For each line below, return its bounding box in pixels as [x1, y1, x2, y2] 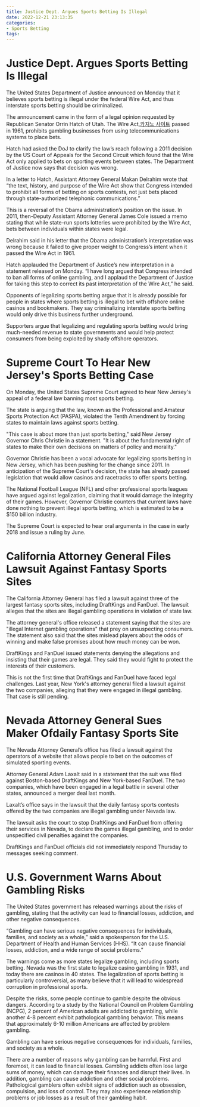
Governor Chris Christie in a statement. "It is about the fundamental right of [6, 437, 190, 444]
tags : [6, 31, 20, 37]
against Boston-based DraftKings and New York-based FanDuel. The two [6, 777, 186, 784]
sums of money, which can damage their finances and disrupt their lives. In [6, 1068, 190, 1075]
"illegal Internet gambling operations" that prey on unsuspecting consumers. [6, 625, 194, 632]
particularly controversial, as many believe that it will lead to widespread [6, 977, 183, 984]
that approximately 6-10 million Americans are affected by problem [6, 1020, 170, 1027]
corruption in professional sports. [6, 983, 88, 990]
